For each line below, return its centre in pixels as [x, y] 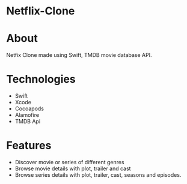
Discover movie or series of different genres [69, 162]
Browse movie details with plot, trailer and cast [73, 168]
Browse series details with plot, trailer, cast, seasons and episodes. [98, 175]
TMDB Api [28, 122]
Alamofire [27, 115]
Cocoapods [29, 108]
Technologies [41, 79]
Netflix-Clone [41, 11]
